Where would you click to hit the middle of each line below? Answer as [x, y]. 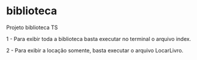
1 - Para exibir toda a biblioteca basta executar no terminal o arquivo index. [98, 39]
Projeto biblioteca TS [32, 27]
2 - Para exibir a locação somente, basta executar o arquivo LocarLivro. [95, 50]
